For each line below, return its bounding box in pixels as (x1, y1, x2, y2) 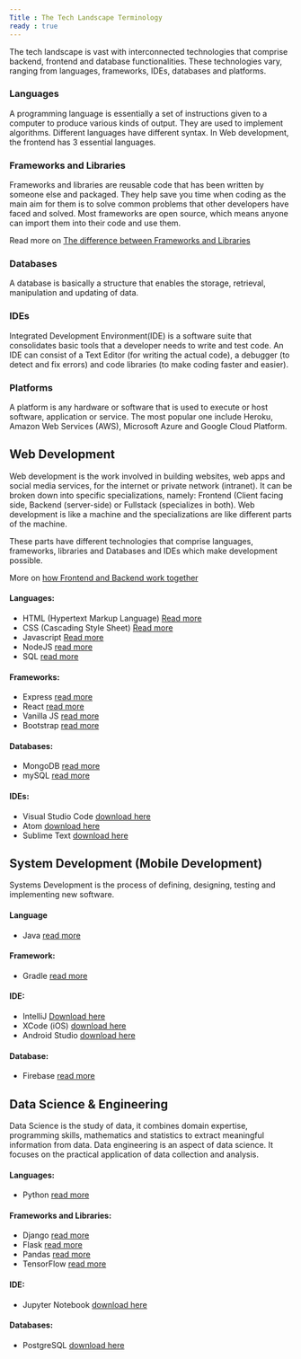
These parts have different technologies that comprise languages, (9, 535, 253, 546)
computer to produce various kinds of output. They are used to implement (9, 118, 284, 128)
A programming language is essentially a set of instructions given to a (9, 108, 268, 119)
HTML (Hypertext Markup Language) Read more (22, 613, 202, 623)
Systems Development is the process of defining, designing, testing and (9, 879, 276, 890)
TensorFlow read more (22, 1258, 107, 1269)
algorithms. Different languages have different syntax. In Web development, (9, 127, 289, 137)
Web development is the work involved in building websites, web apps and (9, 471, 286, 481)
